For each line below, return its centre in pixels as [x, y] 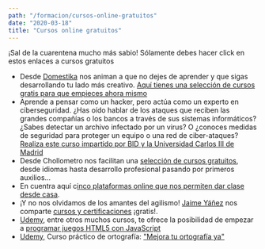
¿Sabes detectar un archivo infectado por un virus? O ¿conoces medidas [138, 127]
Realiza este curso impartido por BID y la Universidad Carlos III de [127, 144]
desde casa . [40, 194]
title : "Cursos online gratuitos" [65, 30]
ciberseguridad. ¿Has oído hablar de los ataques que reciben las [125, 110]
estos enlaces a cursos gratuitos [61, 61]
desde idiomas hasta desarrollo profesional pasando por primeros [127, 169]
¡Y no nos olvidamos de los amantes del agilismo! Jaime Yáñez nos [129, 203]
